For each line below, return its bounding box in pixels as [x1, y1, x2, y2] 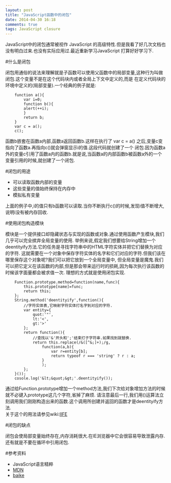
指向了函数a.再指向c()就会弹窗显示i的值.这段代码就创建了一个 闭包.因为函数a [5, 145, 166, 151]
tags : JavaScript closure [5, 27, 60, 32]
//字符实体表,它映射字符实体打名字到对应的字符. [23, 303, 113, 308]
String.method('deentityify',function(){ [14, 298, 104, 303]
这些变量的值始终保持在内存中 [12, 186, 76, 192]
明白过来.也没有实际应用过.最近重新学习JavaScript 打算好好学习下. [14, 48, 154, 54]
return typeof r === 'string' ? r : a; [51, 353, 136, 359]
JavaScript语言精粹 [12, 461, 54, 467]
